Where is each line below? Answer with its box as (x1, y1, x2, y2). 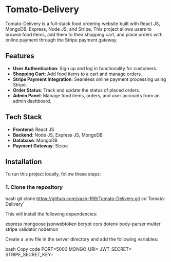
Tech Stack (5, 113, 42, 121)
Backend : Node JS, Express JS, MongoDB (12, 132, 103, 138)
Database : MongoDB (12, 137, 58, 143)
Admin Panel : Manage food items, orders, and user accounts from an (12, 92, 160, 98)
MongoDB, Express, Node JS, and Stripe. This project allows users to (5, 26, 152, 32)
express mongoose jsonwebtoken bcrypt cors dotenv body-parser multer (5, 221, 161, 227)
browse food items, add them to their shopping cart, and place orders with (5, 31, 163, 37)
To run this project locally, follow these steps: (5, 171, 101, 177)
